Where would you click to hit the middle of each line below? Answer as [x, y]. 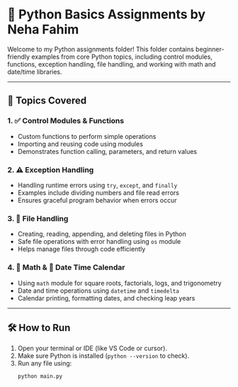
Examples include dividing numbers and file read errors [98, 192]
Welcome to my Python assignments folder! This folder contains [101, 49]
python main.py [40, 376]
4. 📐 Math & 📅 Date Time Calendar [66, 267]
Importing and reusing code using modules [80, 144]
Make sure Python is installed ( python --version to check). [103, 356]
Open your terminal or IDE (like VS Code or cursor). [92, 348]
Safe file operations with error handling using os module [99, 242]
